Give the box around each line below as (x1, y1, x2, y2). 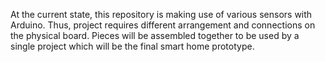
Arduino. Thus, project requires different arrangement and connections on (10, 19, 316, 31)
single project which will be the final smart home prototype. (10, 40, 255, 52)
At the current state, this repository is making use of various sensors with (10, 9, 313, 20)
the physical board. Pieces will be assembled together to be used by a (10, 30, 300, 41)
